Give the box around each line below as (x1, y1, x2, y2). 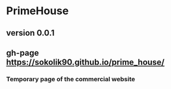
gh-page (6, 47, 39, 58)
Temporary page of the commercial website (6, 75, 135, 83)
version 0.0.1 (6, 28, 55, 38)
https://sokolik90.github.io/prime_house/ (6, 57, 165, 67)
